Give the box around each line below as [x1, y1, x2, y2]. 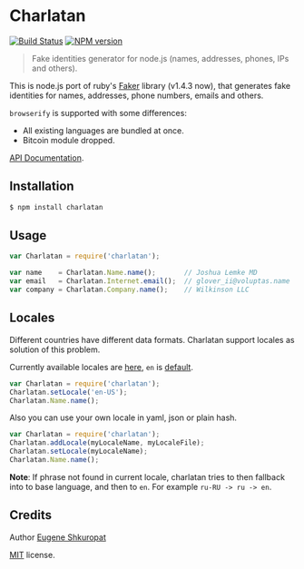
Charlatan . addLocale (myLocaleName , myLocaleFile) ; [9, 438, 205, 447]
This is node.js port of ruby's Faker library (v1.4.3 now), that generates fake [9, 80, 291, 91]
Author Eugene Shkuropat [9, 532, 107, 543]
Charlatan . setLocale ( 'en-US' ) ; [9, 388, 128, 397]
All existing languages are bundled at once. [22, 124, 184, 136]
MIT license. [9, 549, 56, 560]
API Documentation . [9, 152, 84, 163]
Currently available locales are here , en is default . [9, 361, 193, 372]
